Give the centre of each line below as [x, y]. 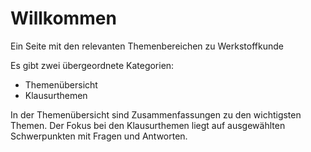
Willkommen [63, 18]
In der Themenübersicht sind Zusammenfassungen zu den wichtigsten [156, 114]
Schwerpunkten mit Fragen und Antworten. [99, 136]
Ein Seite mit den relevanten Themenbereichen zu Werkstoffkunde [147, 46]
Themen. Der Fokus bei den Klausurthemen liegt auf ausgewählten [148, 125]
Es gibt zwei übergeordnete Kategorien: [92, 65]
